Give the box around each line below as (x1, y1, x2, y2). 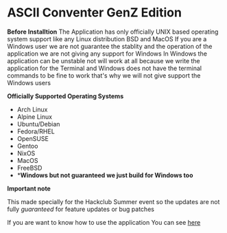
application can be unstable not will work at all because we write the (7, 56, 200, 65)
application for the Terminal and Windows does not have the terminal (7, 64, 202, 72)
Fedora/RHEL (16, 127, 55, 135)
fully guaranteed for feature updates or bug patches (7, 205, 154, 213)
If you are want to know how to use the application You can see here (7, 218, 201, 226)
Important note (7, 184, 51, 192)
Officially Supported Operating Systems (7, 91, 124, 100)
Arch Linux (16, 105, 48, 113)
